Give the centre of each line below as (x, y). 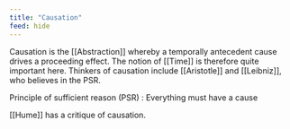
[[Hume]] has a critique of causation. (78, 115)
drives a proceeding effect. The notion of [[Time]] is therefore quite (134, 61)
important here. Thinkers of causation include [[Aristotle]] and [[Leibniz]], (145, 70)
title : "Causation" (46, 17)
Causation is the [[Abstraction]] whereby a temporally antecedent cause (143, 51)
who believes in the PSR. (55, 80)
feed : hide (30, 26)
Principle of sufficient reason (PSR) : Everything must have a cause (134, 97)
